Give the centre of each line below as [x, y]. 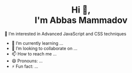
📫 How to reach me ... [34, 54]
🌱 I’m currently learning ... [37, 43]
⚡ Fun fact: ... [25, 66]
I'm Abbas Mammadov [81, 20]
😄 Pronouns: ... [27, 61]
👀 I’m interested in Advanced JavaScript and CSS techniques [66, 34]
